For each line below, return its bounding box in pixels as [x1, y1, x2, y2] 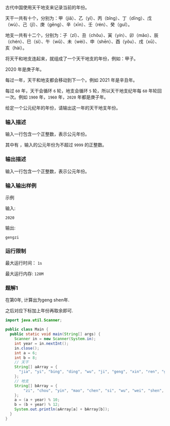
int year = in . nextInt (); [14, 341, 69, 346]
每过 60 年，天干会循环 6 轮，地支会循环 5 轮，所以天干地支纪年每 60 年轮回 [5, 88, 162, 93]
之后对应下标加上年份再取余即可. [5, 308, 73, 314]
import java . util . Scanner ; [5, 318, 62, 323]
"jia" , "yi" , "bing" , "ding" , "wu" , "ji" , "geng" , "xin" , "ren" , [18, 369, 160, 374]
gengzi [5, 234, 19, 240]
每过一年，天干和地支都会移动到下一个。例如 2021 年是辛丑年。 [5, 77, 138, 83]
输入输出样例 [5, 182, 37, 189]
